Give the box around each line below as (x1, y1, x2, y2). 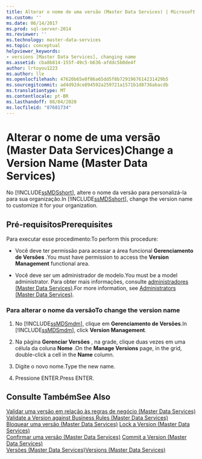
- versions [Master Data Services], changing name (6, 54, 136, 60)
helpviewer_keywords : (6, 48, 61, 54)
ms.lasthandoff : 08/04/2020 (6, 99, 77, 105)
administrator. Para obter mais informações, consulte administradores (14, 278, 189, 285)
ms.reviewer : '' (6, 31, 47, 37)
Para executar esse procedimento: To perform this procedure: (6, 235, 159, 243)
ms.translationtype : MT (6, 88, 66, 94)
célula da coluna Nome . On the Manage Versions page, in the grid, (14, 344, 182, 351)
